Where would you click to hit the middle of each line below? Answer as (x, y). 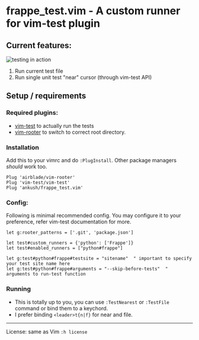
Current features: (39, 45)
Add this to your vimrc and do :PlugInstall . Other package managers (91, 160)
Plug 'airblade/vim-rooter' (41, 177)
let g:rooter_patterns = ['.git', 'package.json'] (70, 233)
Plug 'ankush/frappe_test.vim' (45, 188)
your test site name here (38, 264)
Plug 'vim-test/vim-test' (38, 182)
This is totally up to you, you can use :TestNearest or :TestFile (92, 302)
